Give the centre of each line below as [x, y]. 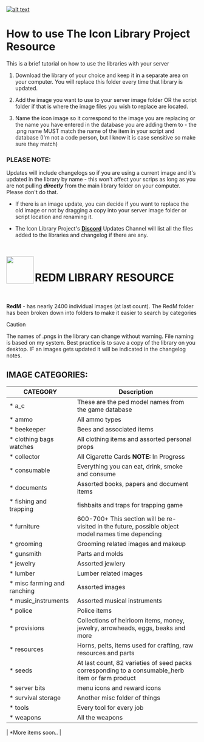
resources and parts [106, 653]
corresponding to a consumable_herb [131, 670]
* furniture [25, 526]
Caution [16, 325]
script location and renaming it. [54, 217]
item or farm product [106, 678]
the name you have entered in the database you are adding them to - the [106, 124]
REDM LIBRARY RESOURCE [104, 278]
